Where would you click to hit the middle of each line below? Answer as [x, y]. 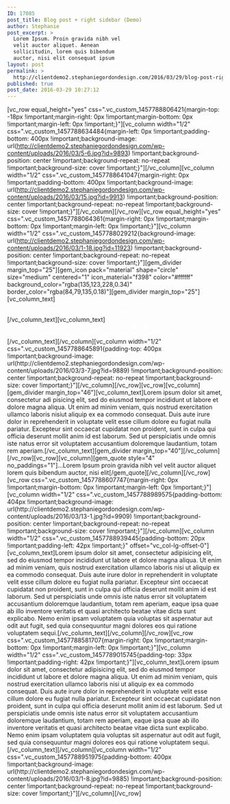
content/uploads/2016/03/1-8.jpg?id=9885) [68, 779]
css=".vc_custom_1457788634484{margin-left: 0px [79, 132]
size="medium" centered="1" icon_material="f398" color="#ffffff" [100, 277]
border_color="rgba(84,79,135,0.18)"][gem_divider [78, 292]
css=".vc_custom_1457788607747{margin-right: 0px [105, 480]
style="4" [141, 458]
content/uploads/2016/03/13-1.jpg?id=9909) [69, 517]
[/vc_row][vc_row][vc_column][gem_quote [67, 458]
